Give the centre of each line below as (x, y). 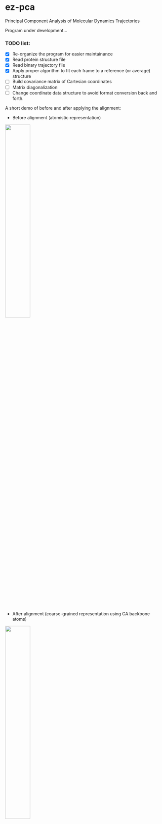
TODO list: (18, 43)
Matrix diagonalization (35, 87)
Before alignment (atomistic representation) (57, 117)
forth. (18, 98)
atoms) (20, 619)
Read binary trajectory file (39, 65)
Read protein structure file (39, 60)
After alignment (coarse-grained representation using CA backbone (81, 614)
